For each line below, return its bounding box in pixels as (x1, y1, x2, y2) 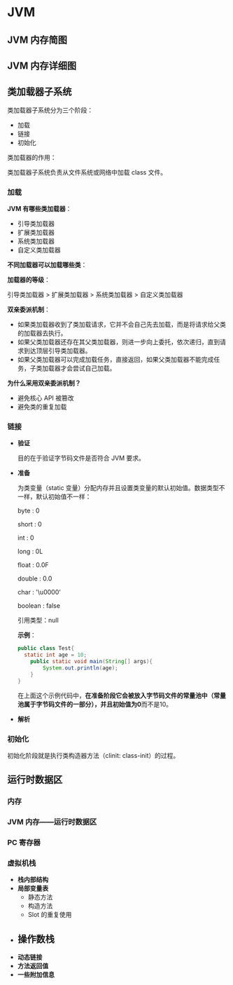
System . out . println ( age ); (43, 665, 118, 672)
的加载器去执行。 (17, 329, 67, 337)
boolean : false (17, 602, 61, 610)
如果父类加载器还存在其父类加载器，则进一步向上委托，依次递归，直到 (17, 338, 220, 346)
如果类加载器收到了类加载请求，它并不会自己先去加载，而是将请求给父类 (17, 320, 226, 329)
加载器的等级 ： (7, 276, 50, 284)
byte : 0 (17, 506, 40, 515)
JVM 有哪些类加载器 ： (7, 205, 72, 213)
